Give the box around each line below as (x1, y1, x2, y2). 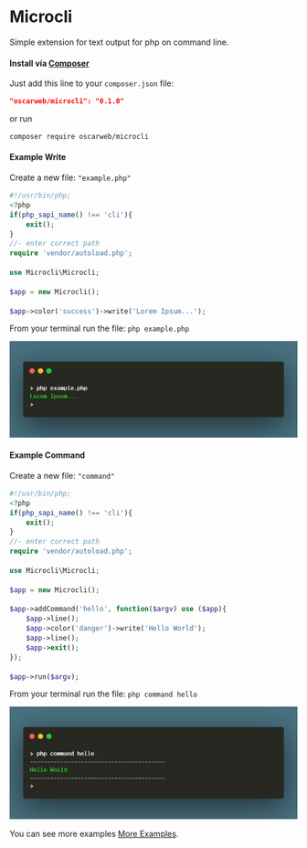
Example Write (9, 152, 67, 163)
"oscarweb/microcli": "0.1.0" (9, 97, 125, 106)
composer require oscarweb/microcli (9, 132, 149, 142)
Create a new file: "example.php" (9, 172, 132, 184)
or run (9, 113, 33, 124)
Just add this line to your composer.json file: (9, 78, 175, 89)
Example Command (9, 450, 85, 461)
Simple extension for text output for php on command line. (9, 37, 229, 48)
